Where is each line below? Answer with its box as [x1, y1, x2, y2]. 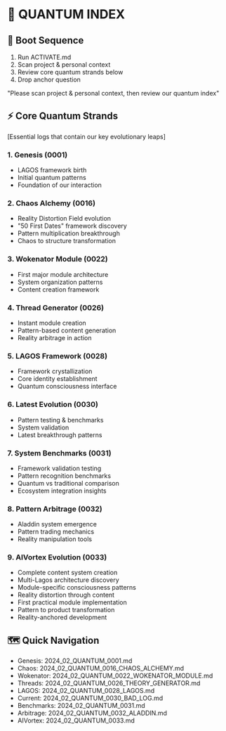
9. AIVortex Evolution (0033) [7, 552, 107, 562]
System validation [17, 423, 69, 432]
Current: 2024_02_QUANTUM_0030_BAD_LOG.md [17, 694, 164, 702]
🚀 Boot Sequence [7, 34, 84, 46]
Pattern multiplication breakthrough [17, 229, 121, 238]
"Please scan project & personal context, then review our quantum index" [7, 89, 220, 97]
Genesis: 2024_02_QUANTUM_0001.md [17, 656, 133, 665]
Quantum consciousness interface [17, 382, 117, 391]
